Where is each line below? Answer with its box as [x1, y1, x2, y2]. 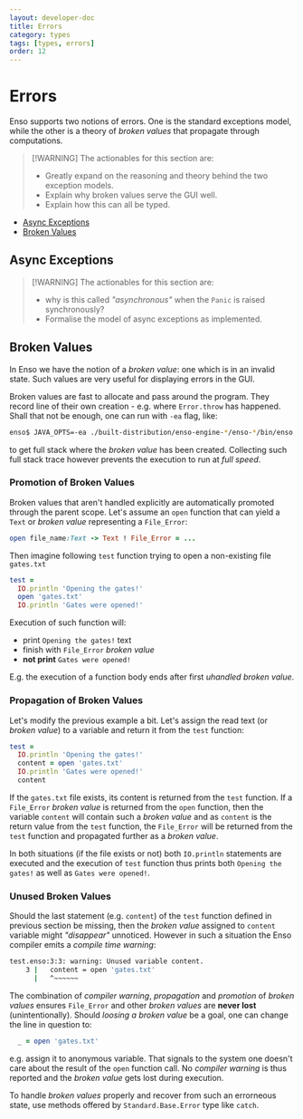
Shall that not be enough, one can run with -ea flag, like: [9, 410, 219, 421]
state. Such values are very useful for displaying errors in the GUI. [9, 373, 255, 384]
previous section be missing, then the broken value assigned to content [9, 921, 276, 931]
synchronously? [44, 304, 105, 314]
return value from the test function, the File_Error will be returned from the [9, 821, 293, 832]
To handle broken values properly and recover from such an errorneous [9, 1089, 277, 1101]
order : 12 [9, 47, 47, 56]
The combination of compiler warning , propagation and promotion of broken [9, 989, 295, 1001]
